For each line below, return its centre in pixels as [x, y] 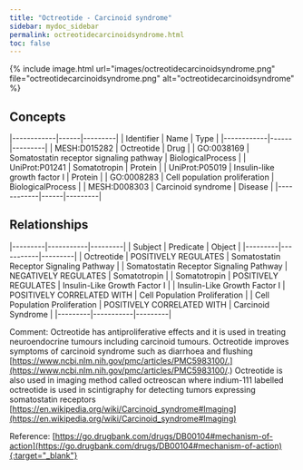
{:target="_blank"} [44, 455]
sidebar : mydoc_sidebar [54, 26]
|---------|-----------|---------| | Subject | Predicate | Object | [125, 247]
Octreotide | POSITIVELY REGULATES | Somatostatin [182, 256]
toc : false [30, 43]
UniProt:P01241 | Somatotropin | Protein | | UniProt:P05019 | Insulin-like [142, 168]
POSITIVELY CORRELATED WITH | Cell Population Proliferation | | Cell [140, 295]
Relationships [49, 225]
